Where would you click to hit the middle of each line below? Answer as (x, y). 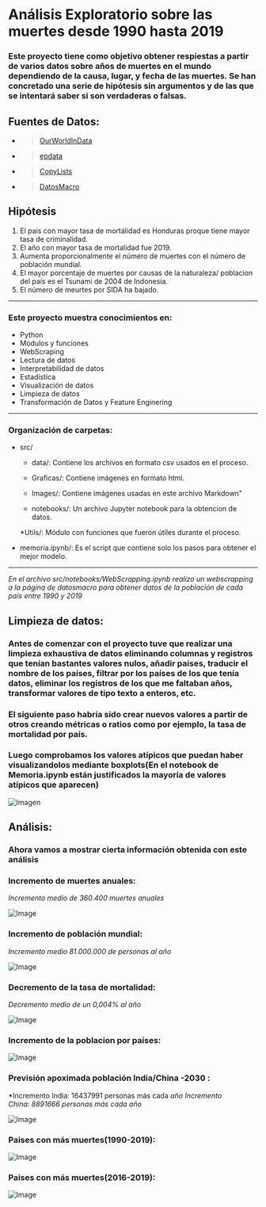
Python (31, 335)
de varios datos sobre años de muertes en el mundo (110, 67)
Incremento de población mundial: (76, 934)
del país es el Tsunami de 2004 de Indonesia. (94, 281)
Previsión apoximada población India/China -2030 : (109, 1078)
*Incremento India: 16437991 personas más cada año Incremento (115, 1095)
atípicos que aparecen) (53, 785)
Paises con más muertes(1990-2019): (82, 1140)
